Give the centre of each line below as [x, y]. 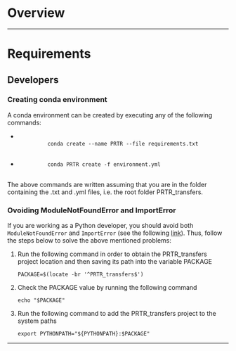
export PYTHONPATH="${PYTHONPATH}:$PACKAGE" [84, 334]
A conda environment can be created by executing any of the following [110, 115]
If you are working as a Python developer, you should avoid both [100, 226]
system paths [37, 321]
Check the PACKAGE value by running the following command [107, 288]
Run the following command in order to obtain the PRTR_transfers [112, 254]
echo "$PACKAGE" [41, 300]
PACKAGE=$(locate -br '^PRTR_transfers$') [80, 275]
